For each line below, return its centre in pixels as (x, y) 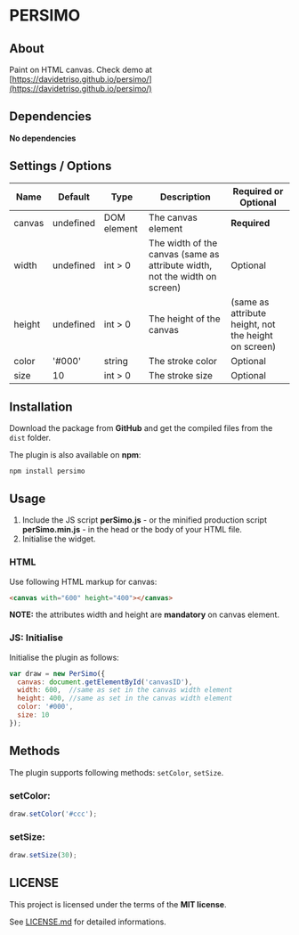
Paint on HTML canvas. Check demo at (81, 69)
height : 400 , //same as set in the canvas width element (125, 699)
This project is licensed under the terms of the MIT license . (118, 904)
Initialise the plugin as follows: (65, 657)
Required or (258, 191)
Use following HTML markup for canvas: (83, 581)
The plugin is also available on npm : (75, 455)
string (116, 361)
